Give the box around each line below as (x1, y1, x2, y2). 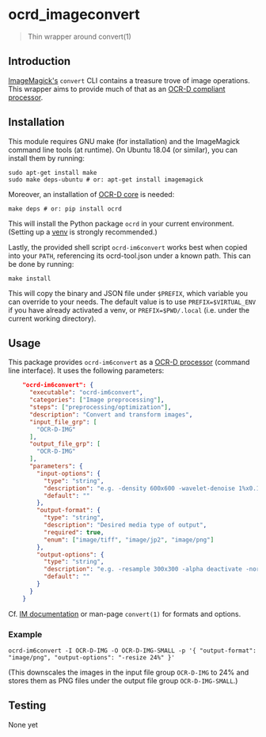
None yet (8, 720, 38, 729)
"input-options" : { (36, 469, 101, 477)
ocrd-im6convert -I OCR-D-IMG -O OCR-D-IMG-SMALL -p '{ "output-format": (8, 647, 257, 655)
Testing (8, 699, 47, 712)
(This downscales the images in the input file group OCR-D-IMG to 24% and (8, 667, 249, 677)
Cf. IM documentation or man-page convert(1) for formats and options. (8, 609, 241, 618)
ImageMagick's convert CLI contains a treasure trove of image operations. (8, 75, 251, 85)
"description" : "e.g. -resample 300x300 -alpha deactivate (43, 565, 243, 573)
